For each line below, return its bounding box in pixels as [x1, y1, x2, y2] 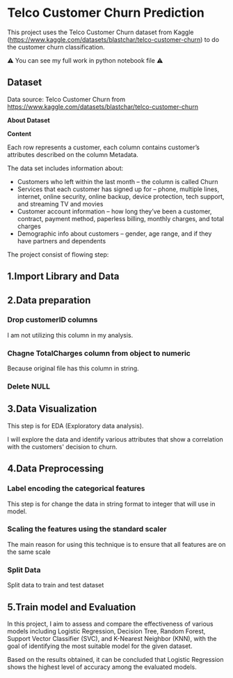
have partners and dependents [17, 236, 106, 245]
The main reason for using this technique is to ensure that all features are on [7, 540, 226, 548]
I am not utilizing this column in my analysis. [7, 331, 134, 339]
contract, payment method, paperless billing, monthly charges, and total [17, 214, 225, 223]
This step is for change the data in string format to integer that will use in [7, 499, 216, 508]
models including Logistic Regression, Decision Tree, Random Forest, [7, 626, 206, 635]
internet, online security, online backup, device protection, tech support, [17, 192, 225, 200]
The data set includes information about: [7, 164, 124, 172]
